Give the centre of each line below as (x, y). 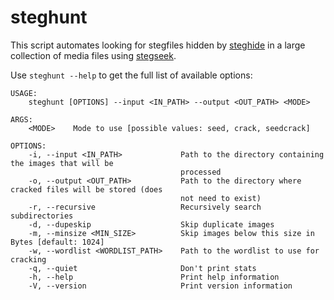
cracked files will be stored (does (86, 189)
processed (201, 172)
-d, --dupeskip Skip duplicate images (151, 224)
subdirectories (42, 216)
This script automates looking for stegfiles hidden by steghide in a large (158, 45)
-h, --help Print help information (154, 277)
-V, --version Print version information (160, 286)
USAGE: (24, 93)
